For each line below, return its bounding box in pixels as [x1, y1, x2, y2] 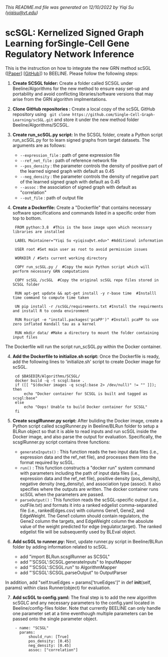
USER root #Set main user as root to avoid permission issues [15, 247, 148, 252]
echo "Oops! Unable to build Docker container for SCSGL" [24, 404, 148, 409]
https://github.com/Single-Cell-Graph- [72, 112, 155, 117]
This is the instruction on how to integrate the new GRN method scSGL [5, 65, 151, 71]
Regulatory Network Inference [5, 49, 134, 60]
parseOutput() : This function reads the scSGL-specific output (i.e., [20, 497, 159, 503]
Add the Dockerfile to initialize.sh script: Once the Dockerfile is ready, [12, 353, 160, 359]
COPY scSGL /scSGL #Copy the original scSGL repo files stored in [15, 277, 159, 283]
